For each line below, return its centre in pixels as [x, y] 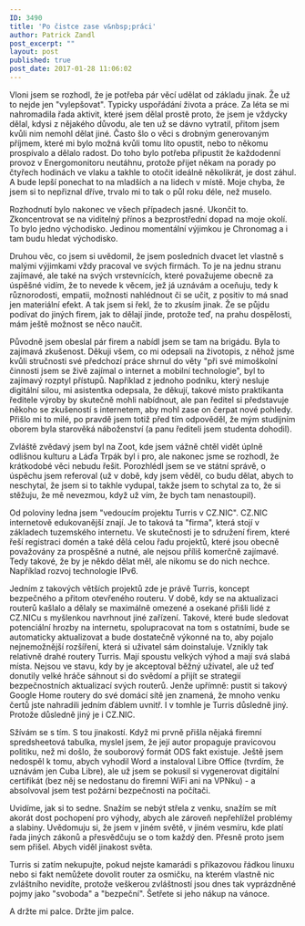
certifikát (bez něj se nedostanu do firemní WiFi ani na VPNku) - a [132, 780]
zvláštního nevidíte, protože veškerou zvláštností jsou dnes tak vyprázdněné [152, 884]
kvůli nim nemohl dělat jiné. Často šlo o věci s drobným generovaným [139, 133]
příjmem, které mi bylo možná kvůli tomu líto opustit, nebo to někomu [139, 143]
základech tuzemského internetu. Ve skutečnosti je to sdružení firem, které [150, 532]
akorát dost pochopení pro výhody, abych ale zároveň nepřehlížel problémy [151, 817]
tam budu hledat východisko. [64, 238]
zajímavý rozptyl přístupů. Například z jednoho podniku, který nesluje [140, 380]
